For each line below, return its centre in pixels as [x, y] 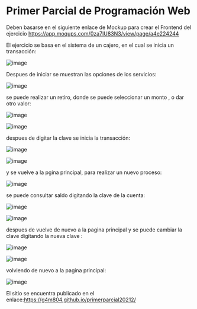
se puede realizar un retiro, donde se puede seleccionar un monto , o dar [95, 97]
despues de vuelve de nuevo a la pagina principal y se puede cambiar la [94, 230]
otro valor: [19, 103]
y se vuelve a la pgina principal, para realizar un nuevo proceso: [84, 172]
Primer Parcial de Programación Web [98, 11]
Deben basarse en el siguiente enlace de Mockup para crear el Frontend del [99, 27]
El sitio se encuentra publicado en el [50, 293]
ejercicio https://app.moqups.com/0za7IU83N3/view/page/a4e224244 [93, 33]
